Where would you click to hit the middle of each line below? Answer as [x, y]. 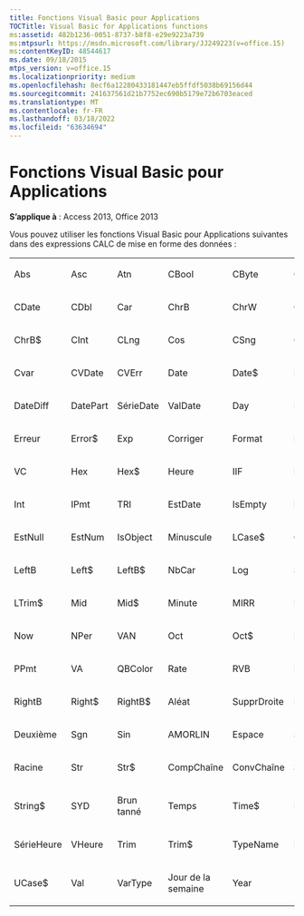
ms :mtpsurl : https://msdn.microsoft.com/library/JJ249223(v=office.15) [147, 43]
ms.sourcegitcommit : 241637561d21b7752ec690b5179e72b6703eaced [131, 93]
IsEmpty [249, 504]
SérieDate [138, 405]
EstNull [29, 537]
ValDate [185, 405]
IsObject [135, 537]
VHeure [87, 844]
